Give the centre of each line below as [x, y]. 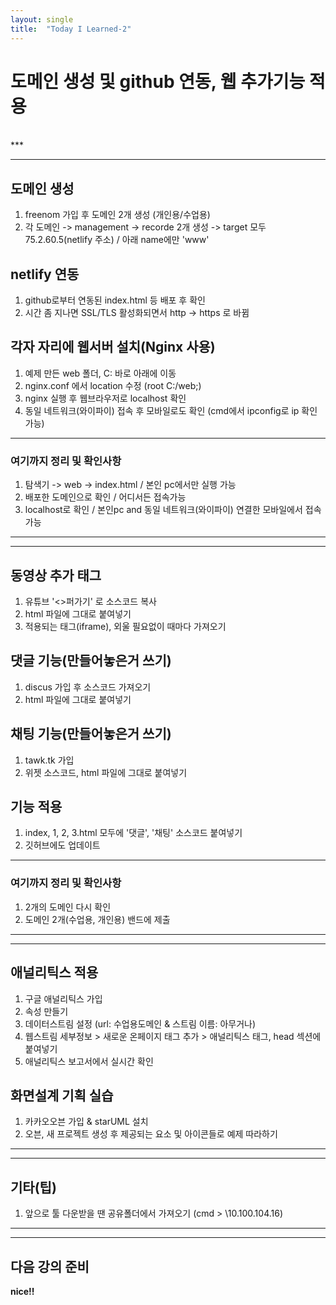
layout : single [42, 19]
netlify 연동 [45, 274]
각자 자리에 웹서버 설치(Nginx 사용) [113, 347]
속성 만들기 [46, 1011]
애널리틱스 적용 [54, 972]
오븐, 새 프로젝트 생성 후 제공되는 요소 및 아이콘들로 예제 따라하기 [151, 1134]
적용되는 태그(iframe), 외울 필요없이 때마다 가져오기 [125, 626]
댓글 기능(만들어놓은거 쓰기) [91, 661]
